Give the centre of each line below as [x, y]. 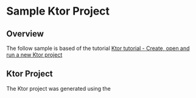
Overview [25, 34]
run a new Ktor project [34, 55]
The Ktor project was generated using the [58, 88]
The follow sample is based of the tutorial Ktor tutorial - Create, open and [98, 48]
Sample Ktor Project [58, 11]
